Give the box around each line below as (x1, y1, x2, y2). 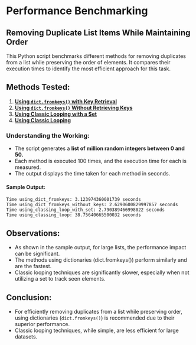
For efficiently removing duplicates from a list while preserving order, (14, 308, 183, 315)
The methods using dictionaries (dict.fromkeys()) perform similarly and (14, 256, 187, 263)
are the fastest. (14, 263, 52, 270)
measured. (14, 164, 41, 171)
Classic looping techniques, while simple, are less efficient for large (14, 327, 179, 334)
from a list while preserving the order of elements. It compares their (6, 59, 171, 66)
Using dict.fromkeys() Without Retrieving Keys (14, 104, 133, 111)
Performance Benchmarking (6, 4, 149, 18)
